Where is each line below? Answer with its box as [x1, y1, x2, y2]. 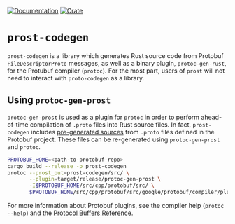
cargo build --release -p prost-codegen [7, 162, 127, 169]
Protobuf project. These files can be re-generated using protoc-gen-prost [7, 135, 220, 143]
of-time [7, 120, 29, 129]
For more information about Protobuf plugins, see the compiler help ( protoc [7, 202, 225, 209]
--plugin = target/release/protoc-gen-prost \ [29, 176, 161, 183]
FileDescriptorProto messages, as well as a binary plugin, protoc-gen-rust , [7, 59, 227, 67]
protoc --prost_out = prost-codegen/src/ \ [7, 169, 130, 176]
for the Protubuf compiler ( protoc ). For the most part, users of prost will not [7, 66, 225, 75]
